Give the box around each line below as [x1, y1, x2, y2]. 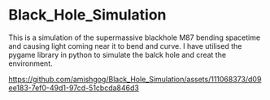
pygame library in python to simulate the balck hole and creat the [8, 50, 226, 59]
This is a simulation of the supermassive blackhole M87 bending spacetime [8, 33, 261, 42]
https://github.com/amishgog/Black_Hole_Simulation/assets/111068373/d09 [8, 74, 262, 84]
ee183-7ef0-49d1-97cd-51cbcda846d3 [8, 83, 140, 93]
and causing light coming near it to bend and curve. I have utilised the [8, 41, 242, 50]
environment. [8, 59, 53, 68]
